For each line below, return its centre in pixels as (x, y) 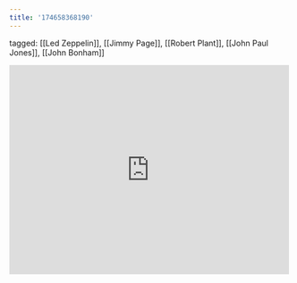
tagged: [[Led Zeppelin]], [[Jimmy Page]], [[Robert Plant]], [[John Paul (139, 43)
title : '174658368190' (51, 17)
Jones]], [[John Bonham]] (57, 52)
